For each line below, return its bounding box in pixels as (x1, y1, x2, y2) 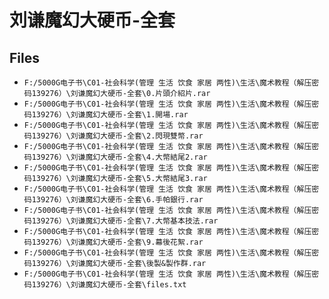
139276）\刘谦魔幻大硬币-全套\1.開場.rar (31, 110, 189, 120)
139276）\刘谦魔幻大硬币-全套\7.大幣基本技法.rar (31, 216, 219, 226)
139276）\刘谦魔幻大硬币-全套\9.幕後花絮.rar (31, 237, 204, 247)
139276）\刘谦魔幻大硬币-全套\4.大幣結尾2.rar (31, 152, 208, 162)
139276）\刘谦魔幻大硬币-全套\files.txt (31, 280, 187, 290)
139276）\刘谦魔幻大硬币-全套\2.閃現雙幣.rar (31, 131, 204, 141)
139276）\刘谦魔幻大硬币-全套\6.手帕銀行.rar (31, 195, 204, 205)
